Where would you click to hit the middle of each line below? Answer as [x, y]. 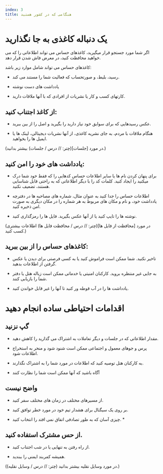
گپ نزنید [17, 326]
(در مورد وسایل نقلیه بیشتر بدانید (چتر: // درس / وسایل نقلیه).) [62, 466]
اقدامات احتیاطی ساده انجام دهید [65, 308]
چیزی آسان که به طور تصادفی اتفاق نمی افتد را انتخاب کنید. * [68, 419]
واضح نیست [21, 388]
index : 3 [14, 10]
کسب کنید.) [16, 231]
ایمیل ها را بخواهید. [30, 139]
